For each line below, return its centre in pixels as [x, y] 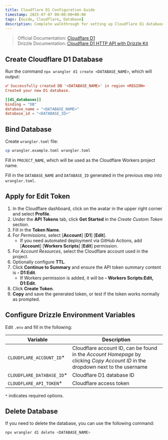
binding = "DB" [21, 104]
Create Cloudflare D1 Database [54, 59]
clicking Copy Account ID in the [109, 361]
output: [12, 77]
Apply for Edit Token [37, 196]
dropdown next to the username [110, 367]
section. [21, 225]
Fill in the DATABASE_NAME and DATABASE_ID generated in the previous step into [84, 175]
